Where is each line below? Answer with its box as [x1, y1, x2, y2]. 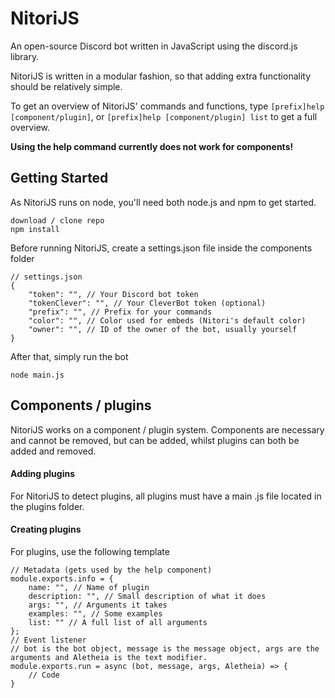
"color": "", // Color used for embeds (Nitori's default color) [28, 315, 307, 326]
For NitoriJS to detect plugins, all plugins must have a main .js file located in [10, 490, 322, 502]
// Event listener [10, 635, 87, 645]
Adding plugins [10, 468, 75, 480]
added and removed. [10, 445, 97, 457]
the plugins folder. [10, 500, 85, 512]
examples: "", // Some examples [28, 608, 163, 619]
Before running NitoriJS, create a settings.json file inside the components [10, 242, 313, 254]
